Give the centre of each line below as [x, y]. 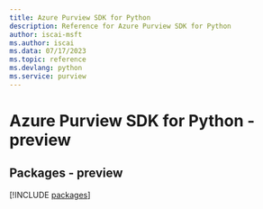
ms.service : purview [48, 77]
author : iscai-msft [46, 34]
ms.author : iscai [42, 43]
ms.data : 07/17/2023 [48, 51]
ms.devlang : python [46, 68]
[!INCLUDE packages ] [50, 195]
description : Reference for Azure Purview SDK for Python [120, 26]
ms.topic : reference [48, 59]
